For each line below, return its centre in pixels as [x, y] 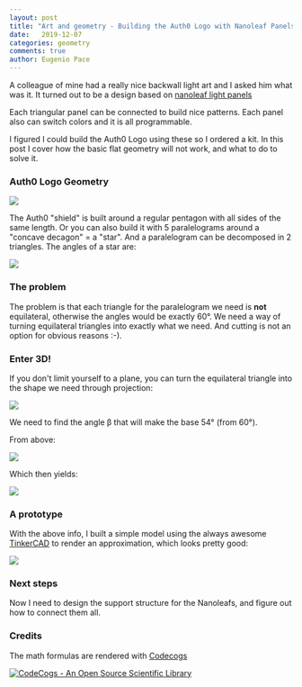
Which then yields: [44, 474]
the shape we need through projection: [81, 387]
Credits [26, 636]
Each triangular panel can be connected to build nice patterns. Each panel [147, 112]
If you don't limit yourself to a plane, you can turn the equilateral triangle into [151, 378]
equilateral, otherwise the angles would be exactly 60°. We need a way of [145, 316]
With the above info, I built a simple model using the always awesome [138, 534]
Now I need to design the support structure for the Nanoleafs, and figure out [151, 603]
